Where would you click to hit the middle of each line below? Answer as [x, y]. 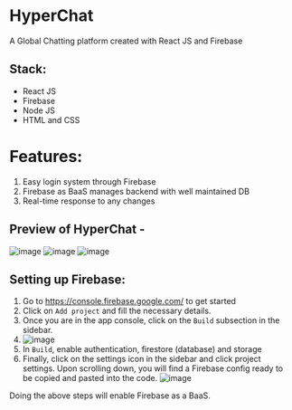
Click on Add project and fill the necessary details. [117, 311]
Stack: [28, 69]
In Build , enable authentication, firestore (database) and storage [142, 349]
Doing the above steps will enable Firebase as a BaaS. [110, 396]
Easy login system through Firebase [89, 181]
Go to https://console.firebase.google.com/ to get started [129, 301]
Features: [46, 156]
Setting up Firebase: [68, 279]
